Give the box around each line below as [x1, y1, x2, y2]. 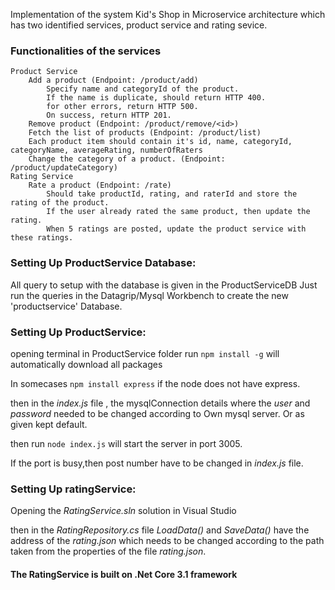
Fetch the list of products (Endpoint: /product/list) [28, 128, 262, 138]
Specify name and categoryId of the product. [46, 84, 240, 94]
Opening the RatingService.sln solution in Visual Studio [10, 505, 237, 517]
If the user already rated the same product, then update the [46, 207, 311, 217]
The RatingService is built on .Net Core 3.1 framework [10, 568, 238, 580]
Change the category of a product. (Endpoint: [28, 154, 226, 164]
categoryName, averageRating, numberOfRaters [10, 145, 203, 156]
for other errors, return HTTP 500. [46, 102, 199, 112]
